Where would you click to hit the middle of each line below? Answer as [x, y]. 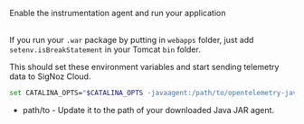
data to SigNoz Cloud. [50, 76]
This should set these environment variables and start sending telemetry [144, 67]
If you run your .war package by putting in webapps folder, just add [132, 40]
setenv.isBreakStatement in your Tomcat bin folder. [105, 49]
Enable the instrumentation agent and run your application [118, 13]
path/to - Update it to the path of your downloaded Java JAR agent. [148, 110]
